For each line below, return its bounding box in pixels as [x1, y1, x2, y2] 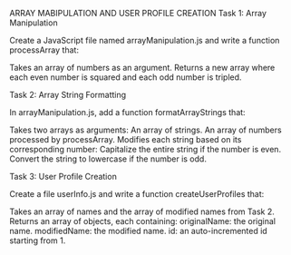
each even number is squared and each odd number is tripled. [9, 72, 242, 83]
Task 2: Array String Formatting [9, 90, 127, 100]
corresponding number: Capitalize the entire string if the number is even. [9, 144, 282, 154]
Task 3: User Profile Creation [9, 172, 118, 181]
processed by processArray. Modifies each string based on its [9, 134, 242, 144]
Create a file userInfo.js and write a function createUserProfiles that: [9, 189, 265, 199]
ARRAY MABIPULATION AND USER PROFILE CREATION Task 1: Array [9, 8, 267, 18]
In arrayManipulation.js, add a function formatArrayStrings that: [9, 107, 247, 117]
